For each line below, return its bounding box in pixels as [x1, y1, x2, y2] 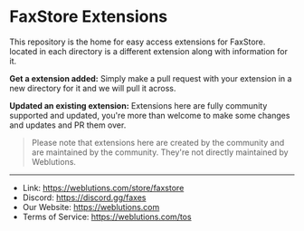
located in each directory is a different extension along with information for [9, 45, 288, 56]
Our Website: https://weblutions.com [22, 201, 160, 212]
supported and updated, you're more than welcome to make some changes [9, 110, 290, 120]
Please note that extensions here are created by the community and [31, 137, 285, 148]
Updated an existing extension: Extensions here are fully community [9, 100, 268, 111]
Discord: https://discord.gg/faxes [22, 192, 147, 203]
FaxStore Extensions [9, 6, 168, 27]
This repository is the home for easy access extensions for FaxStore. [9, 36, 266, 47]
